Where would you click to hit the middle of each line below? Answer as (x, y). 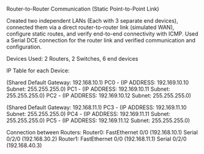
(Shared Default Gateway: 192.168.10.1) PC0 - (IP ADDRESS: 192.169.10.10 (98, 83)
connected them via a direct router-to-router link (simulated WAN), (90, 27)
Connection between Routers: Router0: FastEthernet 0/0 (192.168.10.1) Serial (102, 132)
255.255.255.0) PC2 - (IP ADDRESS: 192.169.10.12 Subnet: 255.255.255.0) (99, 95)
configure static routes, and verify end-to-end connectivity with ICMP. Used (102, 34)
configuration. (24, 47)
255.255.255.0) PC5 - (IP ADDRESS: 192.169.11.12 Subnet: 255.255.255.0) (98, 120)
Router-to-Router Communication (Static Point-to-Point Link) (83, 9)
